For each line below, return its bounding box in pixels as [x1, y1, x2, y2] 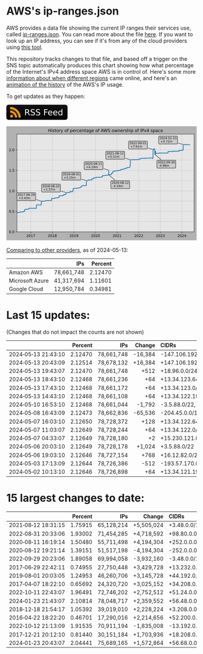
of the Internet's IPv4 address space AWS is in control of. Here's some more [6, 68, 196, 75]
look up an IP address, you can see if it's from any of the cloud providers [6, 37, 187, 44]
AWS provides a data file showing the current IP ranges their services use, [6, 24, 192, 31]
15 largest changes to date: [6, 491, 145, 505]
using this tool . [6, 44, 43, 51]
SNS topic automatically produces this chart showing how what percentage [6, 62, 194, 69]
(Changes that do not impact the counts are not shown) [6, 328, 144, 335]
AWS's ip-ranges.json [6, 4, 120, 18]
